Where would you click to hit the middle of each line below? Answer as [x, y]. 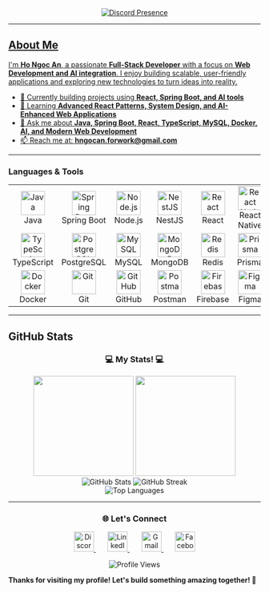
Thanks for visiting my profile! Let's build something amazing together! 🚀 [132, 580]
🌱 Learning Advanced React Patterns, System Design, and [118, 105]
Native [250, 225]
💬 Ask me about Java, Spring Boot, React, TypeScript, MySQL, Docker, [139, 123]
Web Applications [86, 114]
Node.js [129, 220]
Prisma [250, 262]
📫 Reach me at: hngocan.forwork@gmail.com [98, 140]
